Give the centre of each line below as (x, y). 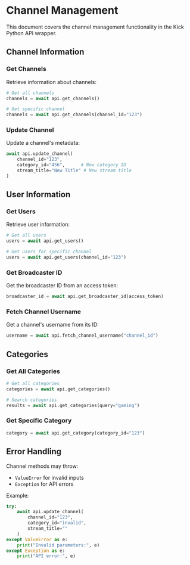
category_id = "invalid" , (57, 523)
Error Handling (34, 451)
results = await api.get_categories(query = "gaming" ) (73, 405)
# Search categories (32, 400)
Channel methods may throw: (42, 466)
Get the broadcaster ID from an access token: (62, 285)
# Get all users (26, 235)
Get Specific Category (39, 421)
